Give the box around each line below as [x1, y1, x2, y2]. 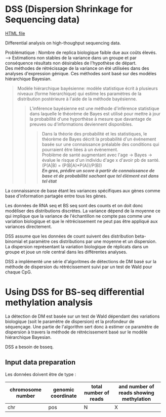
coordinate [50, 392, 77, 399]
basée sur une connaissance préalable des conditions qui [41, 141, 160, 147]
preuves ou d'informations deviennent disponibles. [29, 121, 133, 127]
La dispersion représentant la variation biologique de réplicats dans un [5, 243, 149, 249]
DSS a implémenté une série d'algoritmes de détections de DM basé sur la [5, 258, 157, 264]
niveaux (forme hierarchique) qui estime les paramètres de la [17, 91, 142, 96]
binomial [5, 238, 23, 244]
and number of [118, 383, 155, 390]
